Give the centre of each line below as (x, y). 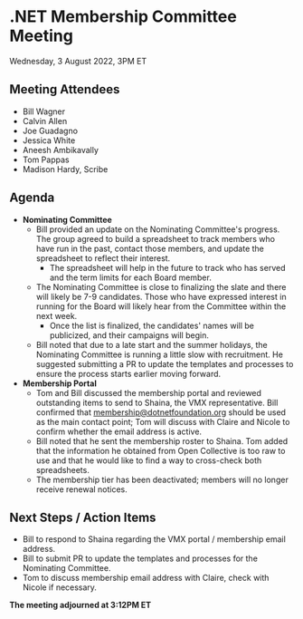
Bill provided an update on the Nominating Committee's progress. (158, 229)
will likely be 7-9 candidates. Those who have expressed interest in (161, 296)
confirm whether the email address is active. (118, 431)
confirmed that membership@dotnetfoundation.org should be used (161, 412)
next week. (57, 315)
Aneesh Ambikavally (61, 150)
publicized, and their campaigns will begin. (129, 335)
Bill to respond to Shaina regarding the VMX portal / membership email (154, 539)
